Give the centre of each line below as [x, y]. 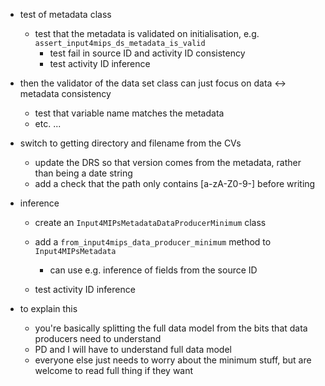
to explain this [48, 308]
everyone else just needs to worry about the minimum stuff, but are [173, 360]
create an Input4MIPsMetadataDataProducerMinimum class [150, 222]
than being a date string [83, 173]
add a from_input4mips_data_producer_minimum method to [153, 242]
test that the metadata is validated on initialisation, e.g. [147, 33]
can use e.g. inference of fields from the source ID [153, 270]
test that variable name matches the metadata [129, 113]
